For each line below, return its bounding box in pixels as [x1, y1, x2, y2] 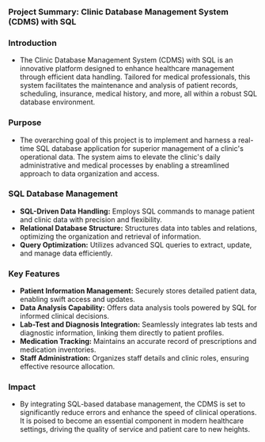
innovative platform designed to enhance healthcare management [19, 64, 235, 74]
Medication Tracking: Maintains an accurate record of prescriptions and [19, 337, 257, 346]
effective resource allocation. [19, 362, 115, 372]
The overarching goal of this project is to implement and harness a [19, 135, 237, 145]
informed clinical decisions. [19, 312, 109, 321]
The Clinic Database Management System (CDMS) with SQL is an [19, 55, 233, 65]
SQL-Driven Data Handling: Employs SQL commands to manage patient [19, 206, 256, 216]
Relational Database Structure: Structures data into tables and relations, [19, 223, 257, 232]
